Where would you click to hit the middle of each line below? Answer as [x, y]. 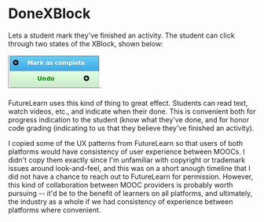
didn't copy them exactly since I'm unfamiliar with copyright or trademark [127, 160]
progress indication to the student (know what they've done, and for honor [129, 119]
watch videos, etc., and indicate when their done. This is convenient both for [132, 111]
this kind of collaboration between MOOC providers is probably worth [121, 184]
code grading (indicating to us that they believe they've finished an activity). [131, 128]
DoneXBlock [49, 14]
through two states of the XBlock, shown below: [86, 43]
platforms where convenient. [55, 209]
